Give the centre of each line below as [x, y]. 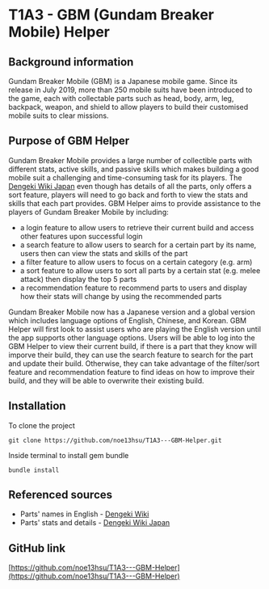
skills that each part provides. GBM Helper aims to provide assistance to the [134, 203]
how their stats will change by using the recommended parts [121, 296]
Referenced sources [61, 495]
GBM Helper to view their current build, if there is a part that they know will [132, 346]
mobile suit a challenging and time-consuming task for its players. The [125, 177]
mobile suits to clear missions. [59, 116]
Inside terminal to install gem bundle [69, 455]
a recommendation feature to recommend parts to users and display [134, 288]
